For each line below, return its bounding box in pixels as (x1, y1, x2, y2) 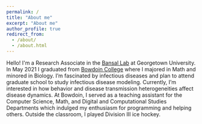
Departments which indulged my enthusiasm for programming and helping (6, 104, 192, 111)
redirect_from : (6, 31, 45, 38)
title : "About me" (6, 15, 53, 21)
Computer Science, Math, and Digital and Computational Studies (6, 97, 167, 105)
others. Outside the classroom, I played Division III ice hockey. (6, 110, 161, 118)
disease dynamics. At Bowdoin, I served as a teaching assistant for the (6, 91, 183, 99)
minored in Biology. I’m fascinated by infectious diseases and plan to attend (6, 72, 195, 79)
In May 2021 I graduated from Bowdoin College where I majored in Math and (6, 65, 196, 73)
